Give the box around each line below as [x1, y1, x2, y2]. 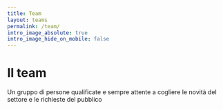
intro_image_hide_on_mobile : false [7, 36, 110, 43]
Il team [7, 65, 47, 81]
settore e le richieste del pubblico [7, 96, 102, 104]
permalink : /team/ [7, 23, 60, 30]
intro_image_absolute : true [7, 29, 88, 36]
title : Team [7, 10, 41, 17]
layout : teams [7, 16, 48, 23]
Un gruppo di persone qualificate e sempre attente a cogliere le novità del [7, 88, 217, 96]
